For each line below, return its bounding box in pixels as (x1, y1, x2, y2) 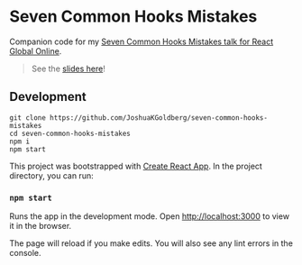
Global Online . (9, 45, 62, 56)
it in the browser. (9, 221, 72, 232)
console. (9, 248, 42, 259)
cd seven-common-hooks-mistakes (9, 129, 131, 138)
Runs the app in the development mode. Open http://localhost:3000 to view (9, 211, 290, 222)
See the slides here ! (31, 63, 105, 74)
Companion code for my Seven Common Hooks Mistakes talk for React (9, 36, 274, 47)
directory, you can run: (9, 169, 94, 181)
